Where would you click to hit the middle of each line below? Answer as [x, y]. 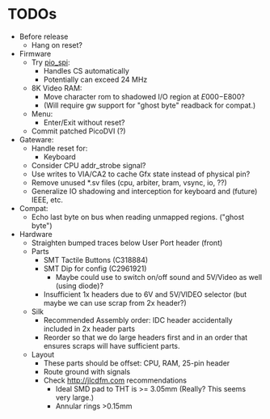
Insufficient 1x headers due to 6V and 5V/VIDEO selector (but [145, 294]
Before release [44, 36]
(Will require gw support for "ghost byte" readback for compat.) [150, 105]
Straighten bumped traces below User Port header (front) [127, 243]
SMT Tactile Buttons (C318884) [96, 260]
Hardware [36, 234]
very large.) [75, 397]
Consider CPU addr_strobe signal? [89, 165]
